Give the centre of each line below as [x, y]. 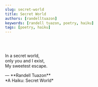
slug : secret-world [25, 9]
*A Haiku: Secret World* [29, 81]
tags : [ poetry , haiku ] [28, 28]
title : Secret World [26, 14]
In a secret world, [22, 56]
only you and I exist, [25, 61]
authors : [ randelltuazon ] [31, 18]
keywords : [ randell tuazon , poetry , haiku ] [49, 23]
